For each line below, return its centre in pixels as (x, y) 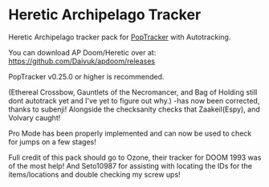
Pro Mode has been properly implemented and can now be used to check (130, 133)
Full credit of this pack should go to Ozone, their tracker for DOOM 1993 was (135, 157)
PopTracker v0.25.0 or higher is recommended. (86, 76)
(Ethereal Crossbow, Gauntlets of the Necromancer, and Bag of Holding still (133, 92)
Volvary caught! (35, 117)
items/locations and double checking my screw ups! (94, 174)
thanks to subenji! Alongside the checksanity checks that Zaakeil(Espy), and (134, 109)
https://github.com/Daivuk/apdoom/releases (82, 61)
